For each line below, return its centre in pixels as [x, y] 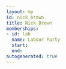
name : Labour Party [36, 40]
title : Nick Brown [29, 23]
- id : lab [19, 34]
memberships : [22, 28]
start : [20, 46]
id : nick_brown [25, 17]
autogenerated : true [32, 56]
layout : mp [20, 12]
